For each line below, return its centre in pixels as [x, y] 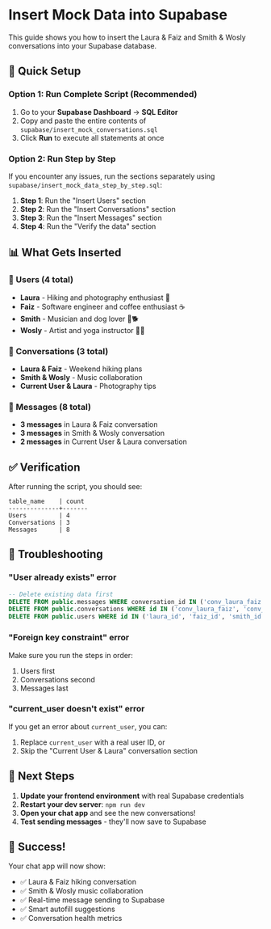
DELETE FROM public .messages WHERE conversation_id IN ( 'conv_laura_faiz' [137, 602]
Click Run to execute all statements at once [92, 137]
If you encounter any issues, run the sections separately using [112, 176]
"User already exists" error [63, 577]
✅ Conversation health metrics [71, 918]
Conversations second [57, 679]
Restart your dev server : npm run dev [82, 804]
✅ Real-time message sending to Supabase [92, 900]
